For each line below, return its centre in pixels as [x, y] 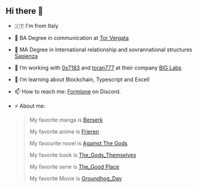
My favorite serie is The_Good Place [74, 166]
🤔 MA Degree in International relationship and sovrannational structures [103, 50]
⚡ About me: [30, 106]
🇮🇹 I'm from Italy [36, 25]
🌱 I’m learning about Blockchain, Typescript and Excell [82, 79]
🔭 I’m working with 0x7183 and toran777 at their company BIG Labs [98, 68]
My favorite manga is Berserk [66, 120]
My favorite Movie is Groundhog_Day [75, 178]
